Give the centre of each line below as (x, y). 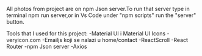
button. (15, 22)
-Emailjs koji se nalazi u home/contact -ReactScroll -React (115, 40)
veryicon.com (23, 40)
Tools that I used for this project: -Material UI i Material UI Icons (86, 33)
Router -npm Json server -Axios (47, 46)
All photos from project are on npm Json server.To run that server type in (98, 9)
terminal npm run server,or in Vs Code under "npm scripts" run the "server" (101, 15)
